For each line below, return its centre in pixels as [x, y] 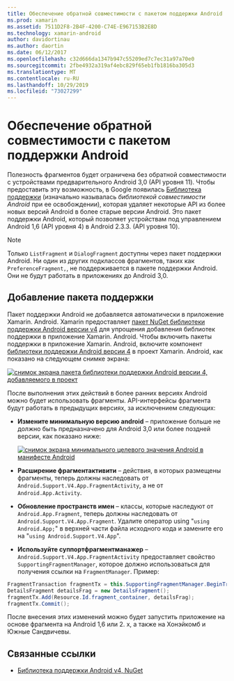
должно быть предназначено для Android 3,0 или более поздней [114, 428]
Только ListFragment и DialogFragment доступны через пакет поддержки [114, 253]
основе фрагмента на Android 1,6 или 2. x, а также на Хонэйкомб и [107, 625]
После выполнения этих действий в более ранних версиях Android [107, 393]
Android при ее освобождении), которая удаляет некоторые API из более [116, 204]
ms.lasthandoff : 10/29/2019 [48, 85]
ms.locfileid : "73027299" [45, 91]
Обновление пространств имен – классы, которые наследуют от [115, 506]
